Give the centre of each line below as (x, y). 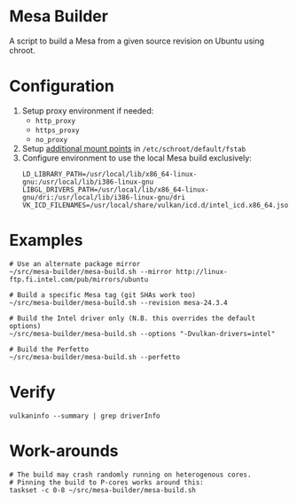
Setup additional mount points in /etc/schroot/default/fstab (134, 148)
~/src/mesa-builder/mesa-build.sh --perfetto (94, 357)
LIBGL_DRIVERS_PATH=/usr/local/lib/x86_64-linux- (116, 189)
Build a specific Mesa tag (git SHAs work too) (107, 295)
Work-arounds (64, 451)
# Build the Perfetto (49, 349)
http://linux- (202, 271)
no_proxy (51, 139)
